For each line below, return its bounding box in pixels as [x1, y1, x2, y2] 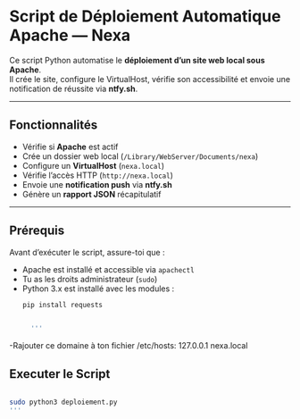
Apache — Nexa [9, 25, 131, 46]
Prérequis [9, 223, 65, 239]
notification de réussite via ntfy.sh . [9, 83, 138, 94]
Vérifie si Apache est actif [21, 141, 119, 152]
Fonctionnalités [9, 118, 98, 133]
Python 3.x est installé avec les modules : [21, 283, 175, 294]
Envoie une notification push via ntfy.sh [21, 179, 172, 189]
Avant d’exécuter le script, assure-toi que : [9, 247, 165, 257]
